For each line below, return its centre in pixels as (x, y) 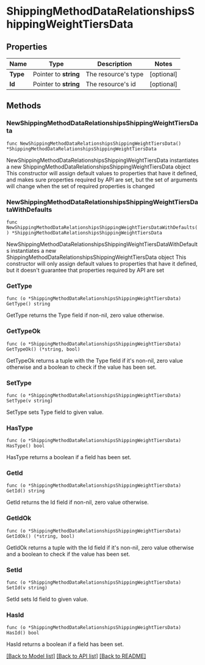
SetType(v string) (30, 401)
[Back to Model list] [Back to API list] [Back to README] (76, 656)
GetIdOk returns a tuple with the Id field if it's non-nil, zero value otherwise (100, 547)
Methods (24, 106)
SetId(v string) (27, 588)
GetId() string (26, 491)
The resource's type (115, 74)
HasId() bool (23, 633)
